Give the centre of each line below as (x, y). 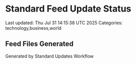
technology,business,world (33, 28)
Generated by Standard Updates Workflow (50, 56)
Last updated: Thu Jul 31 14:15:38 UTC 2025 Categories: (64, 23)
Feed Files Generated (39, 44)
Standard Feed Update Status (68, 9)
